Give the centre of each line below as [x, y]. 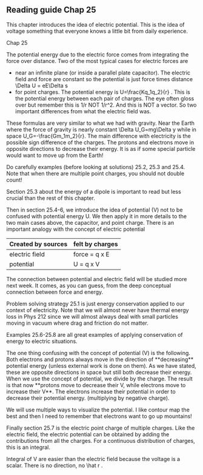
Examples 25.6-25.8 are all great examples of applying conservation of [95, 334]
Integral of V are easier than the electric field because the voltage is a [93, 459]
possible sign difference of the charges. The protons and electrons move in [100, 142]
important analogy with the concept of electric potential [76, 229]
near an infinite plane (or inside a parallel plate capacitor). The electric [103, 73]
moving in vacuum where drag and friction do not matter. [77, 323]
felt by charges [96, 244]
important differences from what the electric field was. [83, 111]
